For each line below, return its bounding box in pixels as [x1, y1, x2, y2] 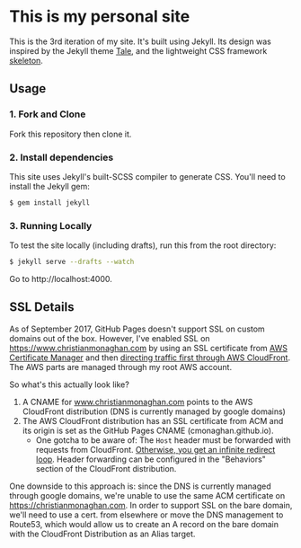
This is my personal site [9, 6, 190, 27]
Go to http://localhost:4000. [9, 273, 112, 284]
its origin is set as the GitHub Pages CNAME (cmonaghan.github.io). [22, 425, 274, 436]
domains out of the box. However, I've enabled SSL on [9, 332, 210, 343]
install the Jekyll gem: [9, 181, 90, 191]
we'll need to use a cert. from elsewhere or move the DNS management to [9, 509, 284, 520]
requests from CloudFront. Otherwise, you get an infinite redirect [35, 444, 276, 455]
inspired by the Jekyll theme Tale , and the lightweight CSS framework [9, 45, 268, 56]
